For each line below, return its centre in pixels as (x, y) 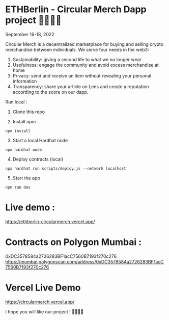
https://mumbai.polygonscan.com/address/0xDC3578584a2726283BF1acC (84, 261)
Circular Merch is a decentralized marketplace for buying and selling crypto (84, 44)
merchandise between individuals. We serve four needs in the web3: (77, 49)
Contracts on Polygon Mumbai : (73, 242)
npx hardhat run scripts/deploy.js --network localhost (66, 168)
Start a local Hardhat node (40, 140)
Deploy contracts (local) (38, 159)
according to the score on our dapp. (50, 92)
